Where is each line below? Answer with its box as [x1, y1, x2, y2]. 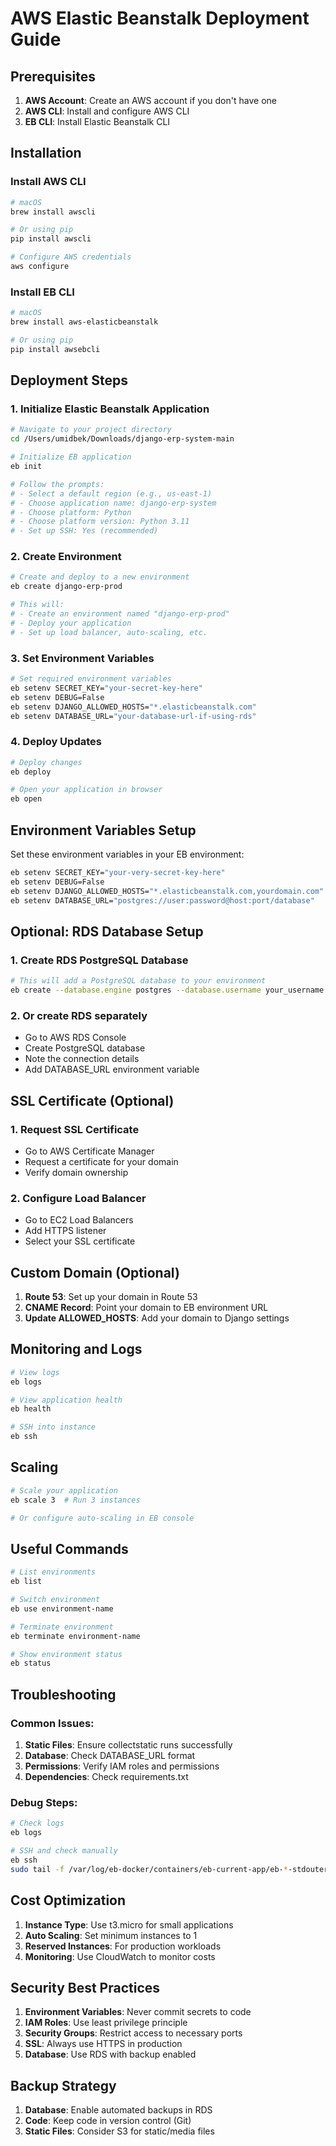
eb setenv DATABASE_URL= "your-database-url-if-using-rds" [10, 711, 257, 721]
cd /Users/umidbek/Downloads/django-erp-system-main [10, 434, 235, 444]
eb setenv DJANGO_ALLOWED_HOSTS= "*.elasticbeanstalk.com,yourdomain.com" [10, 886, 325, 896]
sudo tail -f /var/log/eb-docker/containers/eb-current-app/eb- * [10, 1864, 288, 1874]
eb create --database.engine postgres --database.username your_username [10, 985, 325, 996]
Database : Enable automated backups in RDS [24, 2104, 213, 2116]
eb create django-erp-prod [10, 582, 123, 592]
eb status [10, 1658, 52, 1669]
